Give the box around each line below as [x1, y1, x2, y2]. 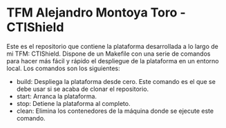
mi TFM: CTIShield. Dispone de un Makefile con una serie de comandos [6, 50, 211, 58]
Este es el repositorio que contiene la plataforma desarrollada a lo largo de [6, 42, 218, 50]
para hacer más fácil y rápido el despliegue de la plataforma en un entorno [6, 56, 219, 65]
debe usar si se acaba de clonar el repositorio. [16, 85, 149, 93]
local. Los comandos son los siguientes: [6, 64, 120, 72]
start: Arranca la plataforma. [16, 92, 97, 100]
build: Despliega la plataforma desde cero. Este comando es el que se [16, 77, 216, 85]
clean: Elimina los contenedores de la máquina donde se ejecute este [16, 107, 214, 115]
